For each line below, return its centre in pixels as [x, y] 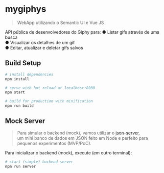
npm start [15, 92]
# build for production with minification [49, 101]
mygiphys [26, 9]
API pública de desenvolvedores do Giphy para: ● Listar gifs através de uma [82, 32]
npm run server [21, 166]
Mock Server [25, 121]
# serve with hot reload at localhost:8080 [50, 88]
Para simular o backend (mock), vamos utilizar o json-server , [79, 133]
